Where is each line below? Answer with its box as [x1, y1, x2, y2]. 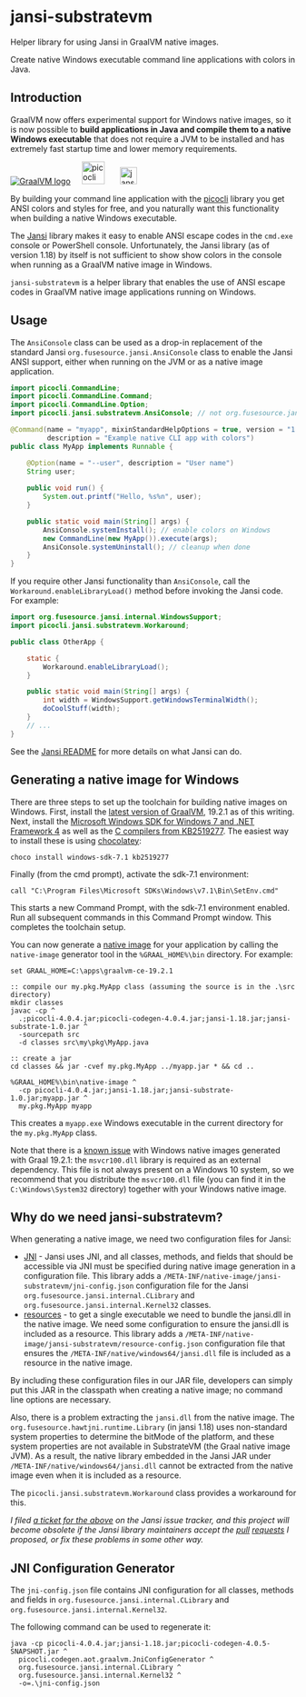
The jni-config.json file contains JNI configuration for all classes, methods [10, 1584, 294, 1596]
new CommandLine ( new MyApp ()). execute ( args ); [43, 534, 219, 543]
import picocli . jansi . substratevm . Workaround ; [10, 621, 190, 631]
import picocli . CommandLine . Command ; [10, 392, 153, 401]
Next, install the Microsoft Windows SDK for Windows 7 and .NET [10, 815, 255, 826]
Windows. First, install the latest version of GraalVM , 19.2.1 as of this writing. [10, 806, 295, 817]
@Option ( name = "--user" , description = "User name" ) [26, 458, 234, 467]
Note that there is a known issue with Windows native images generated [10, 1144, 281, 1155]
